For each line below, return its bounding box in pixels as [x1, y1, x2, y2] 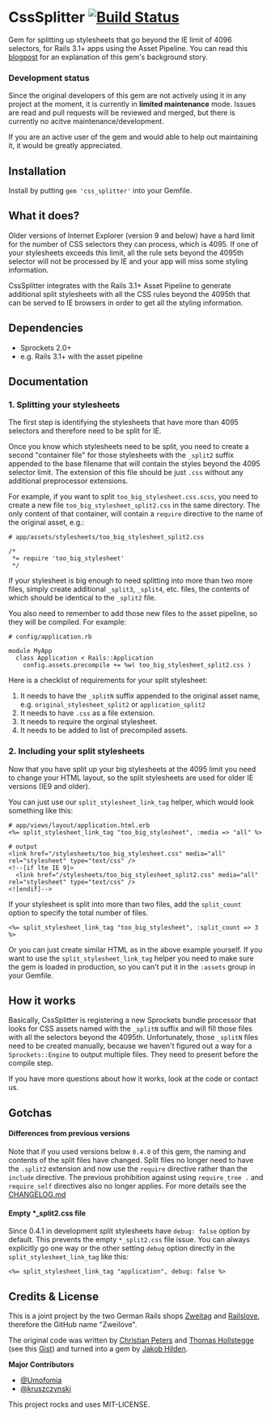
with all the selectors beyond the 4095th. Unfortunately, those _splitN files [8, 1033, 259, 1042]
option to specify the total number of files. [8, 907, 149, 918]
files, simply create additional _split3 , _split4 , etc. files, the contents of [8, 584, 250, 594]
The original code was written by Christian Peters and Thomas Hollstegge [8, 1335, 255, 1345]
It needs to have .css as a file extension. [19, 708, 155, 718]
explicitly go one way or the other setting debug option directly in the [8, 1243, 235, 1254]
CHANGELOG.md [8, 1190, 66, 1199]
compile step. [8, 1059, 54, 1068]
